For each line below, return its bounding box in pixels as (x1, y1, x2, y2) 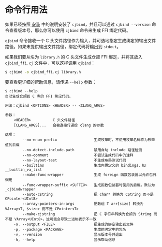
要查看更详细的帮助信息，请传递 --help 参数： (5, 79, 97, 85)
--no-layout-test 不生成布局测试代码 (22, 158, 127, 162)
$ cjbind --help (5, 88, 38, 93)
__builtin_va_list (5, 167, 42, 172)
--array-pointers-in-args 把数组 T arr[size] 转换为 (22, 201, 144, 206)
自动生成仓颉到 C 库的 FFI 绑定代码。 (5, 94, 73, 99)
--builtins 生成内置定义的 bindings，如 (22, 163, 146, 168)
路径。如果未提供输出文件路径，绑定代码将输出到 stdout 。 (5, 44, 121, 49)
